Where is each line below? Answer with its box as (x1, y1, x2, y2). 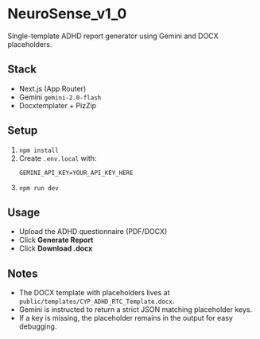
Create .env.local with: (18, 153, 97, 163)
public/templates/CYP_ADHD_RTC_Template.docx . (18, 296, 175, 306)
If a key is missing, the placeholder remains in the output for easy (18, 314, 234, 323)
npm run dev (18, 184, 59, 192)
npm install (18, 146, 59, 154)
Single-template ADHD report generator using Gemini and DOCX (7, 31, 219, 41)
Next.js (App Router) (18, 84, 87, 93)
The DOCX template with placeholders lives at (18, 288, 170, 298)
